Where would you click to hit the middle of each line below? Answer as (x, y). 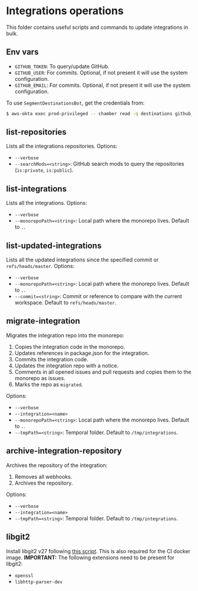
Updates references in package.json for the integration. (82, 353)
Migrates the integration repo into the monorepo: (65, 335)
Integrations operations (65, 11)
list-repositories (36, 132)
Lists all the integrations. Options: (47, 203)
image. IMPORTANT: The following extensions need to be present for (90, 557)
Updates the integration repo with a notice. (67, 365)
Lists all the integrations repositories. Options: (62, 146)
